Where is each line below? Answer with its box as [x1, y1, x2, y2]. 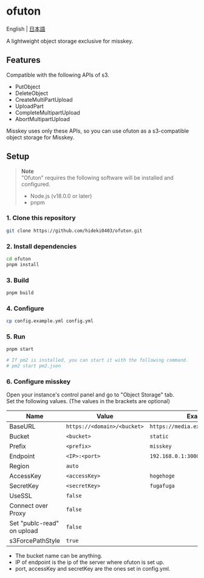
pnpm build [6, 290, 34, 296]
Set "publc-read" [9, 519, 59, 527]
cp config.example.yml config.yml [6, 318, 94, 324]
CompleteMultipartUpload [15, 108, 80, 116]
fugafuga [149, 482, 175, 490]
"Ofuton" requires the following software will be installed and [21, 174, 174, 181]
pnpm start [6, 346, 34, 353]
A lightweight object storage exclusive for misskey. [6, 37, 134, 44]
